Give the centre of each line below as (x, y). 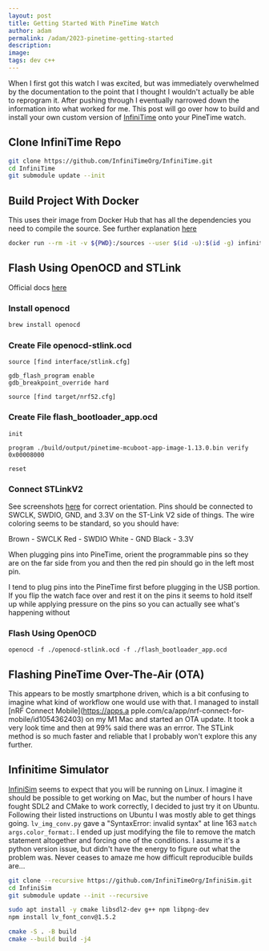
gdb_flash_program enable (51, 376)
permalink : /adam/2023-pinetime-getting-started (91, 38)
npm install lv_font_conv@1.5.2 (62, 917)
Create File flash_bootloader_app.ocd (83, 417)
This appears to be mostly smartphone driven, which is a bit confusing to (129, 693)
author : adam (30, 30)
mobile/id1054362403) (46, 719)
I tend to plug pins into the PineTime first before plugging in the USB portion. (134, 586)
